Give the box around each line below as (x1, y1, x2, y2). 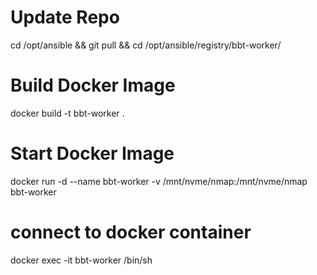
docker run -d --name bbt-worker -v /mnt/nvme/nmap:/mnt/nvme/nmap (10, 175, 308, 187)
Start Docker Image (10, 142, 175, 165)
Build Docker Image (10, 74, 176, 97)
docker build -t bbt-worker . (10, 107, 125, 119)
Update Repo (10, 6, 120, 29)
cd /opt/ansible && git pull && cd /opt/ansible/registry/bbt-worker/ (10, 39, 282, 51)
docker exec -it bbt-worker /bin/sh (10, 254, 153, 266)
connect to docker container (10, 221, 252, 243)
